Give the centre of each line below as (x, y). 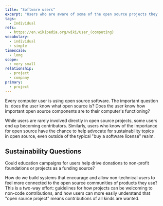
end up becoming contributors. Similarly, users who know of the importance (81, 125)
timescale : (16, 50)
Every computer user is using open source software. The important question (81, 101)
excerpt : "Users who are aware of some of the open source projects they (81, 14)
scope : (12, 60)
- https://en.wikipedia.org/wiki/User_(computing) (62, 32)
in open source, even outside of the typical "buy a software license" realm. (80, 136)
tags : (10, 19)
